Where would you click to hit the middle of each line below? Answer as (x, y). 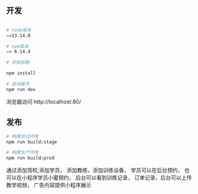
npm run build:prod (30, 158)
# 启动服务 (18, 84)
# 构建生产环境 (22, 153)
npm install (21, 73)
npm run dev (21, 89)
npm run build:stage (32, 142)
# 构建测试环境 (22, 136)
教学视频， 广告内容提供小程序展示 (49, 185)
